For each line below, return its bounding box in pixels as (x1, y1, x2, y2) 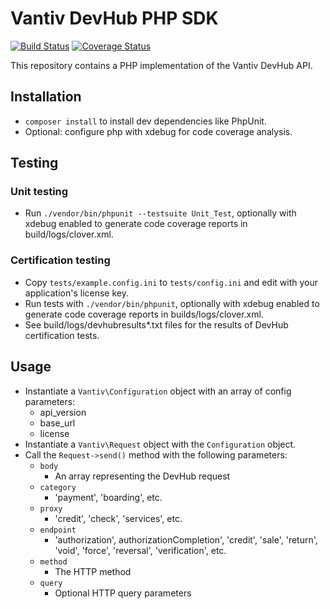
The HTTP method (54, 565, 132, 577)
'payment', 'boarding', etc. (54, 491, 163, 503)
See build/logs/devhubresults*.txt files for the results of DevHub (24, 318, 289, 331)
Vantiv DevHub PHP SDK (10, 7, 219, 30)
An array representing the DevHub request (54, 470, 231, 482)
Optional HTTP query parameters (54, 587, 192, 599)
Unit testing (10, 185, 69, 199)
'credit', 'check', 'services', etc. (54, 512, 183, 524)
